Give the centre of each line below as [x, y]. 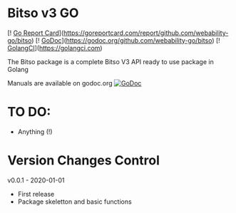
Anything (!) [35, 131]
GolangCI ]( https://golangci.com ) [55, 48]
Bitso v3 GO [43, 13]
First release [36, 194]
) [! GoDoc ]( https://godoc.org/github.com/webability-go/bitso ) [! [126, 40]
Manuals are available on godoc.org [60, 83]
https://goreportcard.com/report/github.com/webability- [146, 33]
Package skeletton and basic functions [75, 202]
